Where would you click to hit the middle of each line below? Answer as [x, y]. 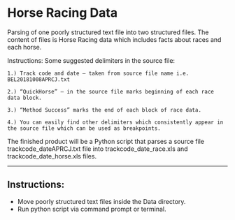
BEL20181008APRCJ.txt [39, 79]
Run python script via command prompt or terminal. [92, 209]
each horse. [24, 47]
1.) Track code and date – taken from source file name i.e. [98, 73]
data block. [24, 98]
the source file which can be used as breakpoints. [84, 128]
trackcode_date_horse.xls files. [52, 156]
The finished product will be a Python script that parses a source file [106, 141]
